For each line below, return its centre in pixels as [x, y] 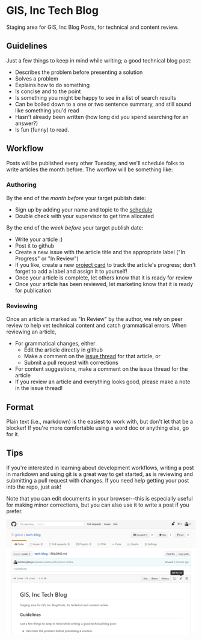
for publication [33, 290]
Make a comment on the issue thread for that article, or [92, 356]
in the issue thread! [39, 388]
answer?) [26, 123]
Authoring [22, 185]
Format [20, 407]
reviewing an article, [31, 332]
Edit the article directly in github [63, 350]
